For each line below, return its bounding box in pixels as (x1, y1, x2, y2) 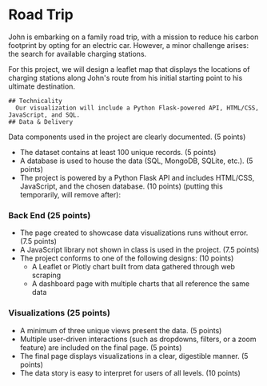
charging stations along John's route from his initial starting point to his (8, 73, 243, 82)
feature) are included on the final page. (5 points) (19, 342, 182, 352)
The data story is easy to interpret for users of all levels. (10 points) (19, 368, 241, 377)
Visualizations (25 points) (8, 308, 110, 319)
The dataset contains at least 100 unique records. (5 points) (19, 147, 217, 157)
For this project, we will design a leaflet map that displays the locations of (8, 64, 250, 74)
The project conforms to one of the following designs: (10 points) (19, 253, 234, 263)
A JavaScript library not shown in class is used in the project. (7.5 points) (19, 245, 260, 255)
